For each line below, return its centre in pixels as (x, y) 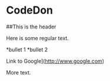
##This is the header (31, 27)
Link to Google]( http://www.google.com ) (55, 61)
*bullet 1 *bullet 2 (27, 49)
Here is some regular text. (37, 38)
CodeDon (30, 10)
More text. (19, 72)
